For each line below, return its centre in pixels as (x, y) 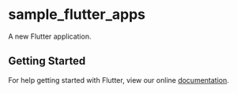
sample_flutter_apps (77, 15)
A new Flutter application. (50, 36)
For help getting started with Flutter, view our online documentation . (118, 80)
